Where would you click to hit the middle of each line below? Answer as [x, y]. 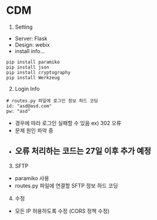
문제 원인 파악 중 [34, 130]
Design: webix [32, 45]
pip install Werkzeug [33, 78]
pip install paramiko [33, 62]
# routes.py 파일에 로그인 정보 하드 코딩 [52, 101]
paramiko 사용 [32, 178]
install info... [30, 51]
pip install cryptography [38, 72]
